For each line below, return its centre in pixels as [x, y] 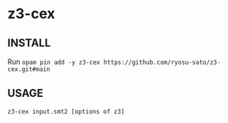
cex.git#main [29, 69]
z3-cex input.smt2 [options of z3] [66, 111]
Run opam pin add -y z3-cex [54, 61]
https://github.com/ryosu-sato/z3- [162, 62]
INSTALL [29, 43]
